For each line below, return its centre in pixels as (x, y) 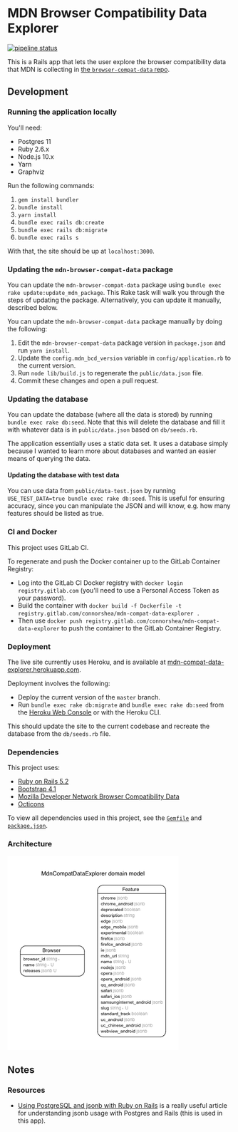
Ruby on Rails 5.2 (43, 782)
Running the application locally (62, 112)
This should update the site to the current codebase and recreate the (109, 726)
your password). (42, 598)
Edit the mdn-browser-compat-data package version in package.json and (121, 343)
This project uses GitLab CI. (48, 547)
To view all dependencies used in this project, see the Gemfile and (105, 818)
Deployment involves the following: (59, 684)
